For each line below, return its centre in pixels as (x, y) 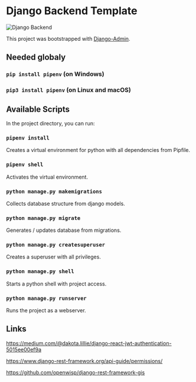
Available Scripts (38, 109)
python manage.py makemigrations (54, 191)
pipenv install (28, 138)
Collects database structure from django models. (66, 203)
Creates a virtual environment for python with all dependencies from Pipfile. (98, 150)
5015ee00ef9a (24, 349)
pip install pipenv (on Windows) (55, 74)
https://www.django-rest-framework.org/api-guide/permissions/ (84, 361)
